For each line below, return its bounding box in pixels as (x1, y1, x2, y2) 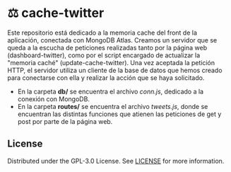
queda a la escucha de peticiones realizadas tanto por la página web (7, 43, 208, 52)
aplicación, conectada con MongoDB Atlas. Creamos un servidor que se (7, 35, 218, 44)
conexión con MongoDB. (17, 94, 90, 103)
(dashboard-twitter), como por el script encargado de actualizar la (7, 51, 201, 59)
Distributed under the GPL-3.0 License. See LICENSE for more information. (7, 156, 225, 165)
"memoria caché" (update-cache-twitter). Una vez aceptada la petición (7, 58, 215, 67)
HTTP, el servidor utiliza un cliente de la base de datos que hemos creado (7, 66, 223, 74)
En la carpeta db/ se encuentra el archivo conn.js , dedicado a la (17, 87, 203, 96)
